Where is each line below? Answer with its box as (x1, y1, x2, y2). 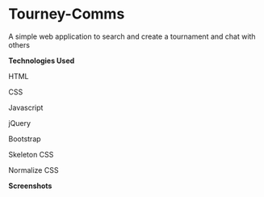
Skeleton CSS (8, 149, 54, 159)
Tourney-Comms (8, 5, 125, 23)
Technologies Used (8, 56, 75, 65)
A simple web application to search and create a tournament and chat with (8, 31, 256, 41)
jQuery (8, 118, 31, 128)
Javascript (8, 103, 44, 112)
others (8, 40, 31, 49)
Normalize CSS (8, 165, 59, 174)
